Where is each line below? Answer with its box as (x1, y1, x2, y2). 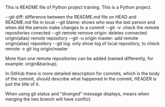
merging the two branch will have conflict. (5, 96, 92, 102)
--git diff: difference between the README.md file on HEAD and (5, 14, 136, 19)
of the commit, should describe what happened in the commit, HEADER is (5, 76, 156, 81)
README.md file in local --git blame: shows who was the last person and (5, 19, 155, 25)
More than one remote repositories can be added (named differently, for (5, 55, 153, 61)
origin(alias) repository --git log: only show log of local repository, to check (5, 40, 160, 46)
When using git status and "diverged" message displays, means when (5, 91, 149, 96)
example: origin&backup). (5, 61, 58, 66)
